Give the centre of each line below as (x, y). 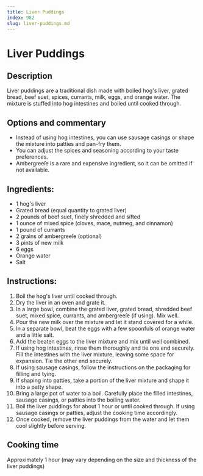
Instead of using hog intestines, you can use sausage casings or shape (105, 137)
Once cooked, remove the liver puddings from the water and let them (102, 419)
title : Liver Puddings (36, 12)
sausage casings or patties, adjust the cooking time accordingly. (97, 413)
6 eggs (25, 249)
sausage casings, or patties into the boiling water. (78, 400)
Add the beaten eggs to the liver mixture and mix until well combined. (103, 341)
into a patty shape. (39, 387)
